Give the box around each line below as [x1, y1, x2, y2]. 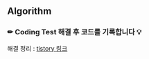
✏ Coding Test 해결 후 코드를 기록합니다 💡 [7, 27, 142, 37]
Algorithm [7, 5, 52, 17]
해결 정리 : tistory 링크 [7, 44, 68, 52]
